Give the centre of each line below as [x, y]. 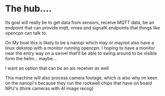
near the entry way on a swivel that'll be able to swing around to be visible [81, 53]
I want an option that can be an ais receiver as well [57, 68]
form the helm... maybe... [31, 58]
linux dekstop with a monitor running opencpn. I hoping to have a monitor [80, 48]
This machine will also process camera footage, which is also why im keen [81, 78]
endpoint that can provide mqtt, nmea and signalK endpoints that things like [83, 27]
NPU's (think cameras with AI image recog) [49, 88]
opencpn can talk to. [26, 33]
